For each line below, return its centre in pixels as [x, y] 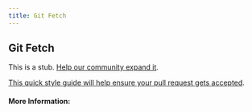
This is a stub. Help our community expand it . [84, 67]
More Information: [39, 102]
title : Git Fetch [37, 16]
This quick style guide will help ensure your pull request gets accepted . [127, 83]
